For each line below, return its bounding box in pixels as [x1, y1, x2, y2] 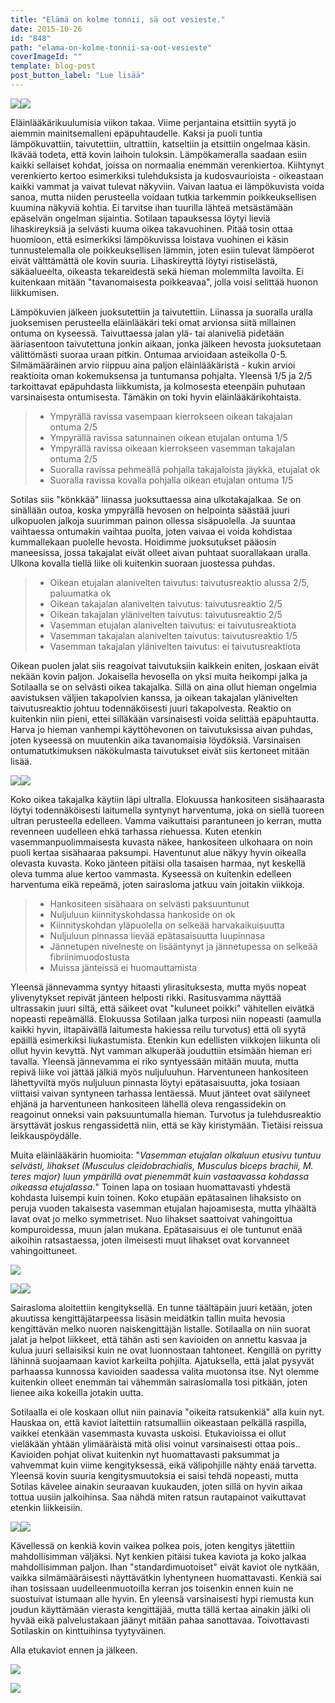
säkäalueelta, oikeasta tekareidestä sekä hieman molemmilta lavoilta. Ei [10, 265, 304, 277]
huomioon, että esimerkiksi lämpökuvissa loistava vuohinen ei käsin [10, 233, 289, 245]
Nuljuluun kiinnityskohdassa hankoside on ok [49, 908, 236, 920]
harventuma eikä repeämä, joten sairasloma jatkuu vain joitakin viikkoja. [10, 878, 305, 890]
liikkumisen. [10, 286, 60, 298]
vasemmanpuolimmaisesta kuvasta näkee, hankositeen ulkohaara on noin [10, 836, 313, 848]
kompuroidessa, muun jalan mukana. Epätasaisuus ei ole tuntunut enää [10, 1223, 303, 1235]
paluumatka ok [49, 587, 112, 599]
